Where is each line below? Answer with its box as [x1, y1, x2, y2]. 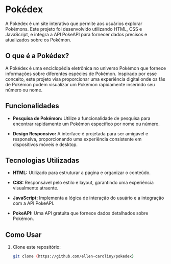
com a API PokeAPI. [12, 200, 55, 206]
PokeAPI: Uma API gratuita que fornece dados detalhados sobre [12, 210, 149, 217]
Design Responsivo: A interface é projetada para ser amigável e [12, 130, 149, 136]
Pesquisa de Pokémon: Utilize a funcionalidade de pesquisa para [12, 115, 151, 121]
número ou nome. [5, 87, 43, 93]
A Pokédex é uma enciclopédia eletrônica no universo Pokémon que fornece [5, 65, 166, 71]
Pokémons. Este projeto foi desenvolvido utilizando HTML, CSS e [5, 26, 142, 32]
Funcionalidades [5, 102, 60, 110]
